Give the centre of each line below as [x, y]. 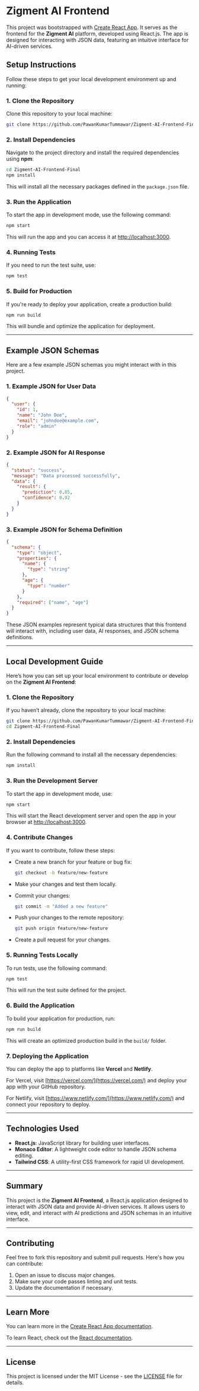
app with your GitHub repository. [46, 1086]
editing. [24, 1155]
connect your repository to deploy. [48, 1104]
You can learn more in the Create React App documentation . [80, 1326]
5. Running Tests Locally [42, 955]
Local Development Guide [55, 661]
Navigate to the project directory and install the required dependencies [93, 153]
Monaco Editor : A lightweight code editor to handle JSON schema [95, 1149]
